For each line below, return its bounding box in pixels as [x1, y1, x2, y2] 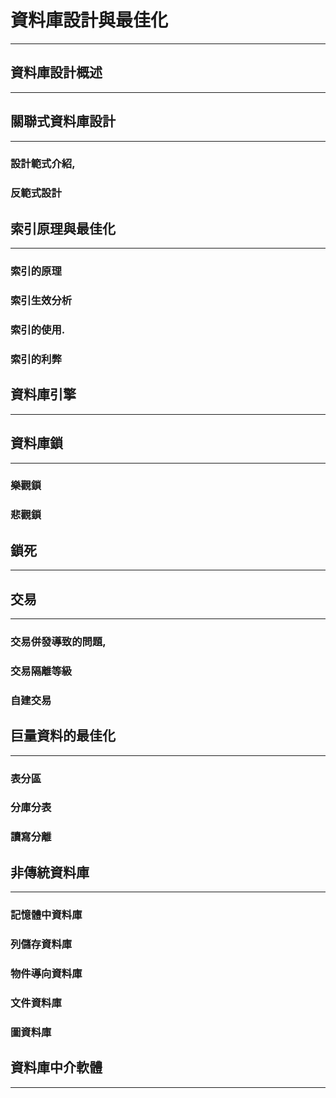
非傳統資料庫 [10, 864, 90, 881]
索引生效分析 [10, 294, 73, 308]
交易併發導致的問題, [10, 634, 107, 648]
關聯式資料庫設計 [10, 113, 116, 130]
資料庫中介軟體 [10, 1059, 103, 1076]
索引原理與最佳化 [10, 220, 116, 237]
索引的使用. [10, 322, 66, 336]
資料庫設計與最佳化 [10, 9, 169, 32]
